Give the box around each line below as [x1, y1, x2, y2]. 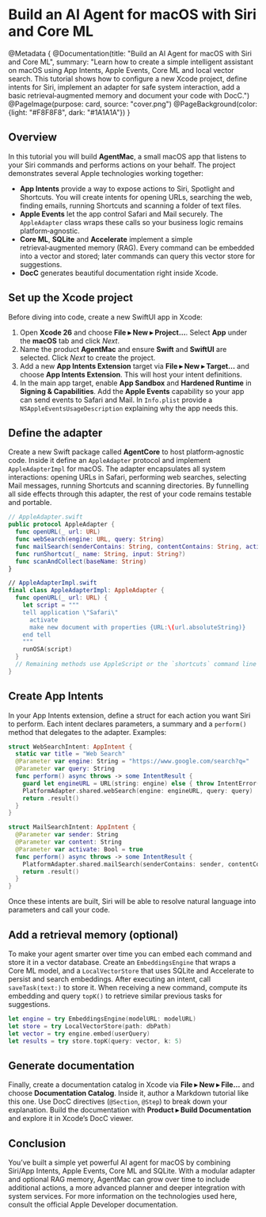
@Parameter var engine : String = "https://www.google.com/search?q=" [15, 757, 249, 766]
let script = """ [22, 601, 80, 609]
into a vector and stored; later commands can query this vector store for [19, 251, 256, 261]
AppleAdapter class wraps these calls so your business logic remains [19, 217, 244, 227]
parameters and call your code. [8, 905, 111, 915]
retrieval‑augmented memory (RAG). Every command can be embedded [19, 243, 255, 252]
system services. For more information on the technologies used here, [8, 1192, 237, 1201]
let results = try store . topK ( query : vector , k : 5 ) [8, 1037, 182, 1045]
